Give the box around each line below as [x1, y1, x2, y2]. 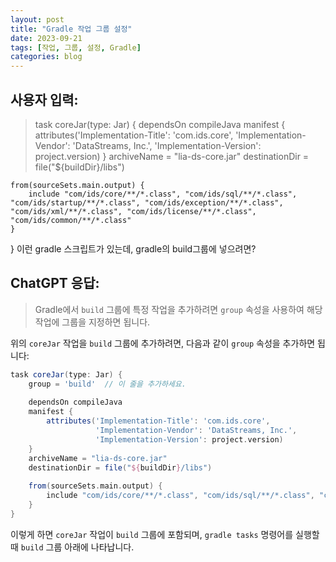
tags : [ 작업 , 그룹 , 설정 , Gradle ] [10, 42, 142, 53]
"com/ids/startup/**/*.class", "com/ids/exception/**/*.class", [10, 197, 284, 208]
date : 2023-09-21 [10, 33, 83, 43]
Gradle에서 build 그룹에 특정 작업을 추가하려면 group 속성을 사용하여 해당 [34, 303, 323, 315]
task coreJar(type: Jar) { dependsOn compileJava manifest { [34, 118, 286, 130]
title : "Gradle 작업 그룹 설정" [10, 24, 133, 34]
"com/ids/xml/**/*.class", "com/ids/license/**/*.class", [10, 206, 257, 216]
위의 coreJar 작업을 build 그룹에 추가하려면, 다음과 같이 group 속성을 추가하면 [10, 337, 316, 349]
